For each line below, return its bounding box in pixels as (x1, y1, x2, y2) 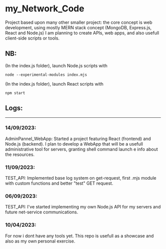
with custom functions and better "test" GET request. (5, 180, 114, 186)
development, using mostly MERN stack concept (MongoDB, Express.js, (5, 24, 152, 30)
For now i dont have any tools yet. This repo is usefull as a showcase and (5, 233, 154, 239)
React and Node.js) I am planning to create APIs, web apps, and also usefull (5, 30, 160, 36)
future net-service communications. (5, 209, 78, 215)
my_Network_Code (5, 3, 84, 14)
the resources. (5, 151, 35, 157)
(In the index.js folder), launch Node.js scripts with (5, 62, 108, 68)
